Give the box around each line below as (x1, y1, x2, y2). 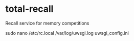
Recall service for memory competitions (5, 20, 90, 26)
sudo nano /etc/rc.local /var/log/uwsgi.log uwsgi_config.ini (5, 30, 129, 36)
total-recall (5, 3, 54, 15)
